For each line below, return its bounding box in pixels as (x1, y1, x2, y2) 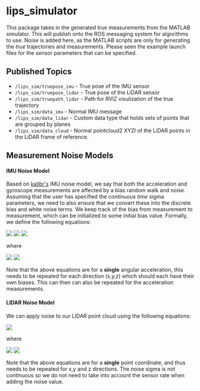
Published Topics (6, 67, 72, 77)
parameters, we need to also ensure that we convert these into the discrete (6, 199, 191, 207)
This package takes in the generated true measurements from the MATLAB (6, 24, 190, 31)
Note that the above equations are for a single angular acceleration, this (6, 266, 183, 273)
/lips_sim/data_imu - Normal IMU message (14, 107, 122, 115)
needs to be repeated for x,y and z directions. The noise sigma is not (6, 365, 176, 372)
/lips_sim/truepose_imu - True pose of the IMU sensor (14, 82, 150, 90)
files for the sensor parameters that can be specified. (6, 49, 137, 56)
